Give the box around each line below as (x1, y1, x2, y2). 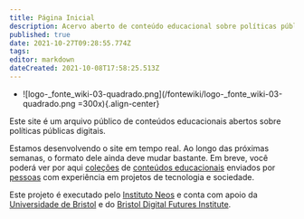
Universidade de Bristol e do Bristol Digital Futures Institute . (9, 198, 232, 209)
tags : (9, 47, 30, 56)
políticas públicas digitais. (9, 125, 106, 136)
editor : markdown (9, 55, 75, 64)
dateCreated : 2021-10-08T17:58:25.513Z (9, 64, 160, 73)
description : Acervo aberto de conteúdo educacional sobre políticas (9, 22, 278, 31)
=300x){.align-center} (77, 98, 160, 109)
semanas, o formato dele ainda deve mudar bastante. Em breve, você (9, 152, 269, 163)
